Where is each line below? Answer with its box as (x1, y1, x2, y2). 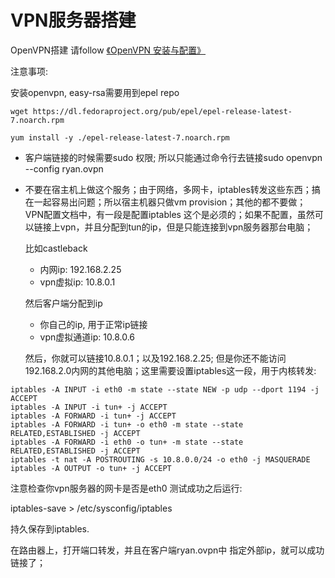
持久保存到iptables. (10, 522, 90, 535)
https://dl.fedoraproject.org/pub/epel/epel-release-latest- (32, 106, 293, 116)
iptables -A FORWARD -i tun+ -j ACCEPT (10, 411, 177, 421)
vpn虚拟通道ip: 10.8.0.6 (39, 331, 135, 343)
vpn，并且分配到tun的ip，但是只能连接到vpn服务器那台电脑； (59, 221, 314, 233)
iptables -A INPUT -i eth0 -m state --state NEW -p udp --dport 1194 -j (10, 384, 320, 395)
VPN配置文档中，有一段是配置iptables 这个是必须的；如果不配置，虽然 (24, 208, 315, 220)
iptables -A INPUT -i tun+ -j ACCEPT (10, 402, 168, 412)
